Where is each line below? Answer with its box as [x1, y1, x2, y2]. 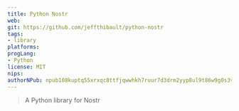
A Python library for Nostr [24, 96, 101, 105]
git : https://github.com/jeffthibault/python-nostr [7, 23, 164, 31]
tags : [7, 30, 23, 38]
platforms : [7, 43, 40, 51]
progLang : [7, 51, 37, 58]
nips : [7, 70, 23, 77]
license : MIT [7, 63, 46, 70]
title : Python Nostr [7, 10, 69, 18]
